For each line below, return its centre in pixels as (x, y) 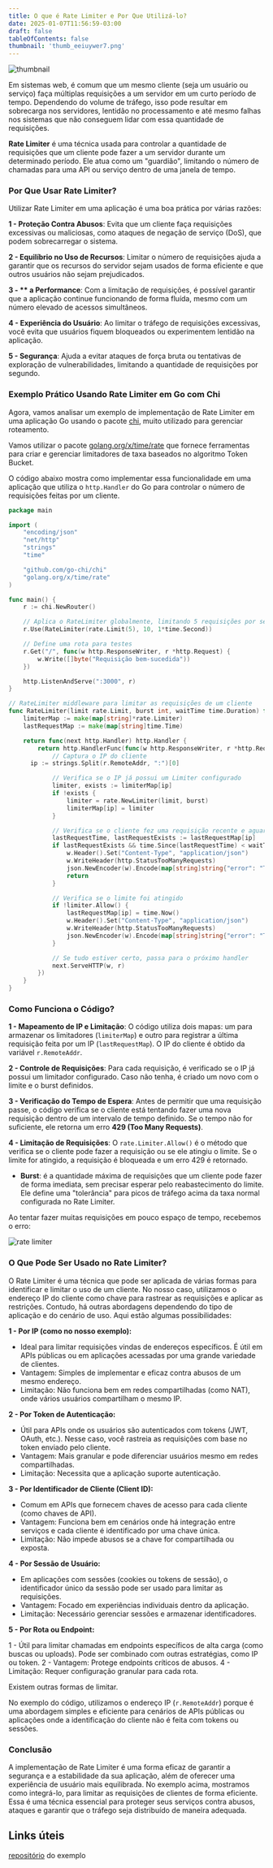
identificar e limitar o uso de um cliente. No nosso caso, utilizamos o (123, 1289)
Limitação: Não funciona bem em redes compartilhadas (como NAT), (135, 1390)
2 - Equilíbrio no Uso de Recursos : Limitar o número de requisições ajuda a (135, 257)
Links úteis (37, 1836)
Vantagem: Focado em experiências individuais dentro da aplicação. (134, 1605)
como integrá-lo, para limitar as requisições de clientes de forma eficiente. (133, 1792)
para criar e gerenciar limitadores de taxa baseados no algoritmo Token (128, 454)
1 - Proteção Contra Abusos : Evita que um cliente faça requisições (121, 224)
